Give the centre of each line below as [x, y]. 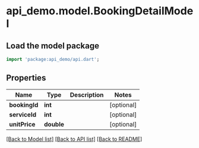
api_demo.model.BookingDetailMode [100, 11]
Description [87, 95]
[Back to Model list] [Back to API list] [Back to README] [74, 139]
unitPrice [22, 124]
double [54, 124]
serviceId [23, 115]
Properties [26, 78]
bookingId [24, 104]
